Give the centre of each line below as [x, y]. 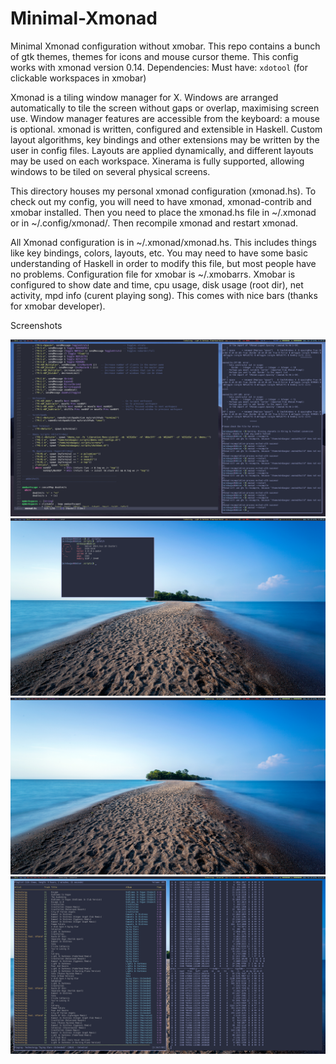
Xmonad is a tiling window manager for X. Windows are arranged [144, 97]
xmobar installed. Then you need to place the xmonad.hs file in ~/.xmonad [163, 212]
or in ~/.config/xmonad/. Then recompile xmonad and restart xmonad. [154, 223]
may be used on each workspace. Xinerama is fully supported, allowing [157, 161]
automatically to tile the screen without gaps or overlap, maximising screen [165, 108]
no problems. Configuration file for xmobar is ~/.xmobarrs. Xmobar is [153, 274]
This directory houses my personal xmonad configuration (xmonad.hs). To [163, 191]
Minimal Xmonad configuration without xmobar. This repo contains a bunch [165, 46]
